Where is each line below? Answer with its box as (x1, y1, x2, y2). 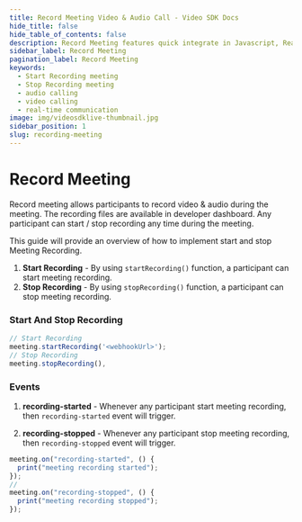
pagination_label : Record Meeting (9, 55, 139, 64)
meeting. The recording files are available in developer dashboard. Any (9, 208, 272, 219)
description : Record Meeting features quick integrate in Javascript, (9, 38, 280, 48)
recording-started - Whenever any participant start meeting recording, (22, 400, 287, 411)
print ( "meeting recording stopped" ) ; (17, 497, 159, 506)
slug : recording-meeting (9, 130, 102, 139)
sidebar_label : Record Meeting (9, 47, 127, 56)
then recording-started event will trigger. (22, 410, 176, 421)
